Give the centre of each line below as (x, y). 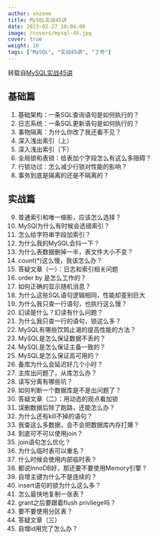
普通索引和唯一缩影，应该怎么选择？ (70, 217)
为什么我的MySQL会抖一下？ (58, 243)
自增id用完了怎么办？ (48, 528)
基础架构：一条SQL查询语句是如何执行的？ (78, 114)
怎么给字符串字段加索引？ (54, 234)
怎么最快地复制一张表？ (51, 494)
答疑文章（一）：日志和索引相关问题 (68, 269)
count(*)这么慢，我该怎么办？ (60, 260)
